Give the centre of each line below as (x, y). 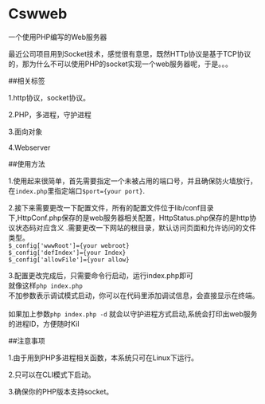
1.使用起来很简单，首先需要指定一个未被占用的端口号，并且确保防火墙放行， (132, 181)
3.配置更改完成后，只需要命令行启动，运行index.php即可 (101, 275)
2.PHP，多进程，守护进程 (50, 114)
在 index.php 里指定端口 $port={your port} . (77, 190)
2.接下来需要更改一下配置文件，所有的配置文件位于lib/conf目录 (111, 207)
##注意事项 (27, 340)
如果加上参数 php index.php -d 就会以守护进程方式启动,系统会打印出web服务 (133, 314)
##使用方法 (27, 163)
